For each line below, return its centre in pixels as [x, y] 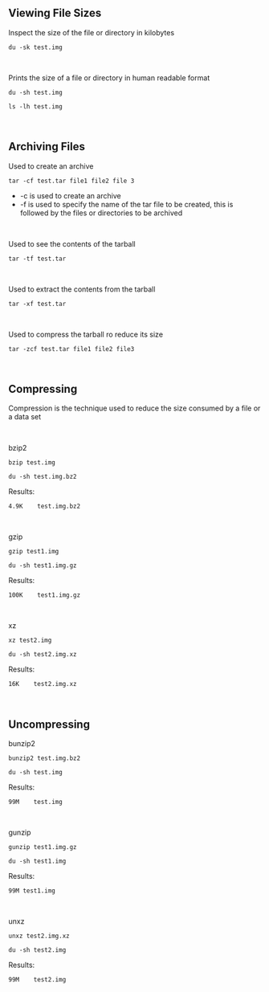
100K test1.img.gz [45, 595]
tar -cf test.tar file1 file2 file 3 [71, 181]
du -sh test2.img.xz [43, 655]
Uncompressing [49, 724]
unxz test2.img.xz [39, 936]
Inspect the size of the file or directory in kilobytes [92, 32]
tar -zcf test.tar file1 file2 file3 [71, 349]
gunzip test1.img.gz [43, 847]
